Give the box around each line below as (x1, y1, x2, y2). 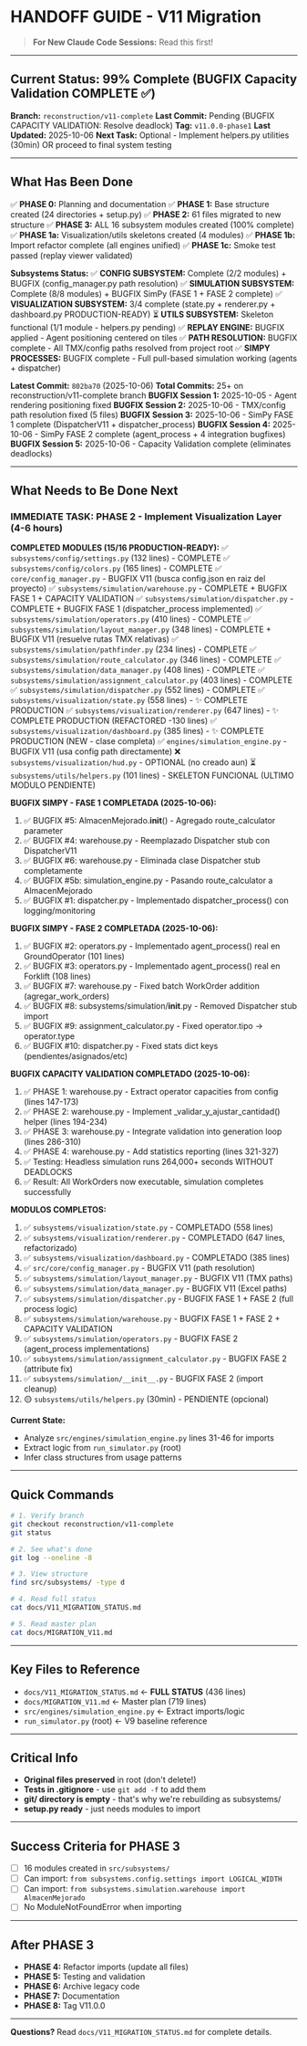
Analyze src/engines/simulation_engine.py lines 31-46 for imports (23, 1432, 274, 1443)
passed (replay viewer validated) (10, 249, 133, 261)
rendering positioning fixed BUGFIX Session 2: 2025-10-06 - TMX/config (10, 399, 286, 410)
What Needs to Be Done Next (10, 482, 179, 498)
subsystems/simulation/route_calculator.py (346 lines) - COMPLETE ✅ (10, 655, 281, 666)
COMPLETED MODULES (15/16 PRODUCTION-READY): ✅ (10, 542, 229, 553)
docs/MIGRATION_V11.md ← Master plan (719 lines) (23, 1695, 208, 1706)
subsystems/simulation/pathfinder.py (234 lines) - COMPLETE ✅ (10, 644, 257, 655)
